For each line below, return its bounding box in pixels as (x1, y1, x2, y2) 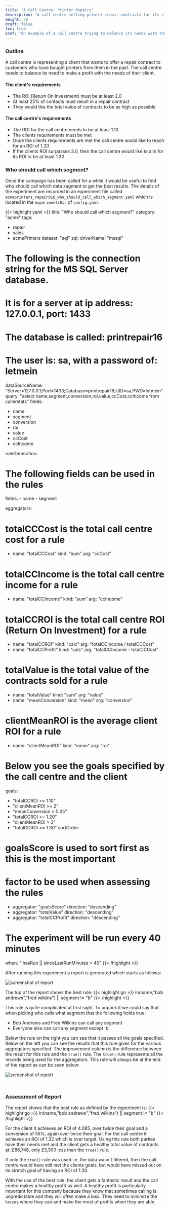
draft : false (5, 21, 33, 27)
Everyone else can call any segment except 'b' (12, 1025, 110, 1032)
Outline (5, 48, 24, 55)
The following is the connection (5, 253, 141, 264)
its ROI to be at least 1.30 (12, 153, 65, 160)
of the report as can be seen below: (5, 1062, 80, 1068)
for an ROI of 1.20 (12, 142, 50, 149)
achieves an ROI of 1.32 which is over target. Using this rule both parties (5, 1136, 155, 1142)
